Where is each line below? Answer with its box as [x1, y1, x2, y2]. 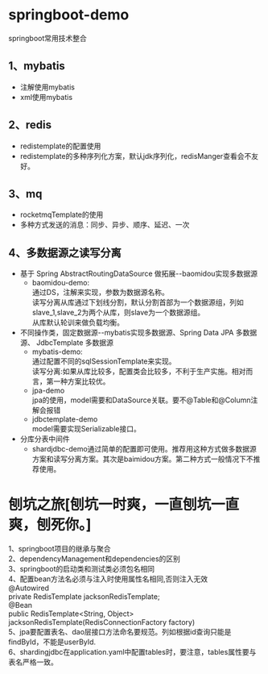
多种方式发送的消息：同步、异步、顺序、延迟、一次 [19, 220, 190, 230]
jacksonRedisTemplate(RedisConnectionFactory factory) [8, 618, 196, 627]
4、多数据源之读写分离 [8, 246, 122, 260]
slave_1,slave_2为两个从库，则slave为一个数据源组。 [31, 308, 205, 318]
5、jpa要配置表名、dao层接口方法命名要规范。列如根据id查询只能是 [8, 627, 232, 637]
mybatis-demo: [31, 347, 83, 356]
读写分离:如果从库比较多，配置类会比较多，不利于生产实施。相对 [31, 367, 246, 377]
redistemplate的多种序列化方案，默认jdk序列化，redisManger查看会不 [19, 151, 252, 160]
